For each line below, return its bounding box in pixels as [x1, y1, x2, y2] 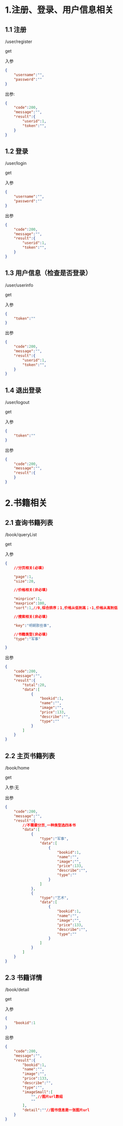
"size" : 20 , [14, 579, 36, 583]
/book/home [5, 765, 30, 771]
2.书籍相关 [5, 498, 47, 509]
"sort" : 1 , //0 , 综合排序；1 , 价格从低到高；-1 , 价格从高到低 [14, 605, 118, 610]
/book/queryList [5, 531, 37, 537]
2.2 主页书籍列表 [5, 752, 55, 760]
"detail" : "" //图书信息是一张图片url [22, 1108, 90, 1113]
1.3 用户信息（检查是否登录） [5, 269, 92, 277]
